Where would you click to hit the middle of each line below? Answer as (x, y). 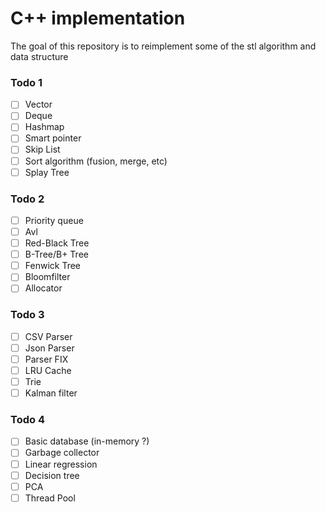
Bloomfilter (47, 277)
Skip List (42, 149)
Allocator (43, 288)
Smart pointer (53, 138)
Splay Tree (47, 172)
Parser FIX (46, 359)
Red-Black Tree (57, 243)
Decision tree (52, 475)
